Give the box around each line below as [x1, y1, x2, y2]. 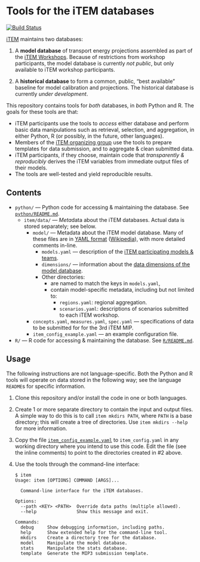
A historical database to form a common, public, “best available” [14, 78, 175, 85]
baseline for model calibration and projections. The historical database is [14, 84, 194, 91]
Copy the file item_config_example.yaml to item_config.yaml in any [14, 436, 179, 443]
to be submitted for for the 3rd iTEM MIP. [32, 324, 134, 331]
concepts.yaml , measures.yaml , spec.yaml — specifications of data [32, 317, 194, 325]
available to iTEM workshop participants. [14, 66, 115, 73]
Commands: [14, 519, 40, 525]
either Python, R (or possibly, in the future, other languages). [14, 132, 164, 140]
